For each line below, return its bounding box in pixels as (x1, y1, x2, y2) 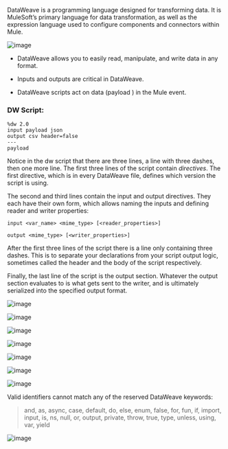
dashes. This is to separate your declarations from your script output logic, (7, 251, 218, 260)
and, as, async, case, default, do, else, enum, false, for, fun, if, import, (23, 406, 222, 415)
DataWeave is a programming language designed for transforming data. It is (7, 6, 222, 14)
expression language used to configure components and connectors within (7, 21, 220, 28)
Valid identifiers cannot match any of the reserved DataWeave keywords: (7, 393, 214, 401)
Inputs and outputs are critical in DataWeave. (16, 75, 144, 83)
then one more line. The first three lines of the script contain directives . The (7, 164, 221, 172)
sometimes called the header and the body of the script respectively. (7, 259, 203, 267)
